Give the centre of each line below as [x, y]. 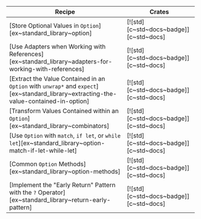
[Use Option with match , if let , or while [65, 136]
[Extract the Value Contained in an [57, 79]
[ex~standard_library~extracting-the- [63, 94]
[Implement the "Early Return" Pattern [62, 185]
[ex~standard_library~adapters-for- [61, 61]
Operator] [52, 192]
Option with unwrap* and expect [53, 86]
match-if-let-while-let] [43, 150]
